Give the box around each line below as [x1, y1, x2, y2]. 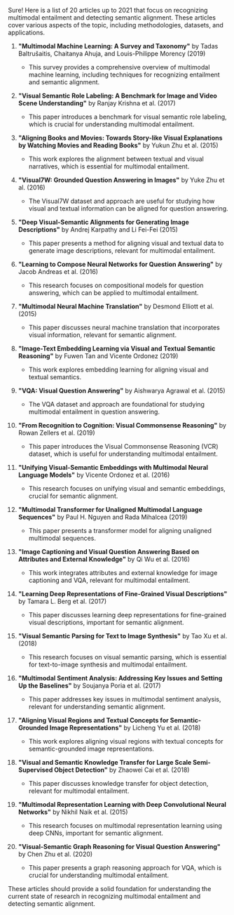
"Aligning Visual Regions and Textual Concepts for [18, 716, 169, 724]
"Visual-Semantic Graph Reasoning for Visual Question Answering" [18, 843, 221, 850]
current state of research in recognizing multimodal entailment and [8, 892, 201, 900]
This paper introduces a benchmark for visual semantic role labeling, [28, 112, 227, 121]
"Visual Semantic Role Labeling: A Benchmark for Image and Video [18, 91, 218, 100]
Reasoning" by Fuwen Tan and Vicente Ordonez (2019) [18, 352, 179, 360]
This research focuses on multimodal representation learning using [28, 822, 223, 829]
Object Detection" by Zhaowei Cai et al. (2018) [54, 765, 190, 774]
